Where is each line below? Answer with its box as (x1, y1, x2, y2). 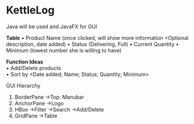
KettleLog (6, 4, 55, 17)
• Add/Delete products (6, 64, 61, 71)
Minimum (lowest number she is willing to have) (6, 46, 122, 53)
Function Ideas (6, 58, 44, 65)
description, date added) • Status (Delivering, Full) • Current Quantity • (6, 41, 179, 48)
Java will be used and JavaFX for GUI (6, 23, 97, 30)
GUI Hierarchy (6, 82, 41, 89)
